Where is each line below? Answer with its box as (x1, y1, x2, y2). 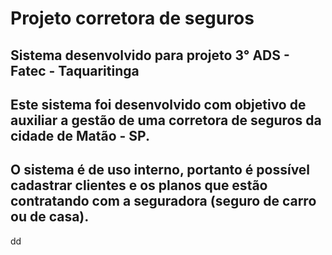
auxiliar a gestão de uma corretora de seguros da (10, 112, 322, 129)
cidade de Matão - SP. (10, 127, 150, 144)
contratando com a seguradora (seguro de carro (10, 193, 317, 210)
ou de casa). (10, 208, 90, 226)
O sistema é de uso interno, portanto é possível (10, 162, 311, 179)
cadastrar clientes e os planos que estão (10, 177, 268, 194)
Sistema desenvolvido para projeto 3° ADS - (10, 47, 290, 64)
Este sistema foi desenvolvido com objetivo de (10, 96, 307, 113)
